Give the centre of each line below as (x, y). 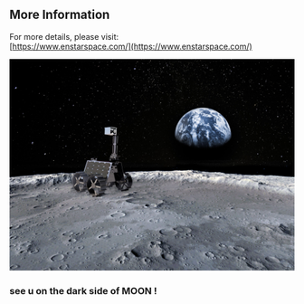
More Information (60, 15)
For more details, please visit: (64, 36)
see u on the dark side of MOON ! (83, 290)
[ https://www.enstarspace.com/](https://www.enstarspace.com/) (131, 46)
